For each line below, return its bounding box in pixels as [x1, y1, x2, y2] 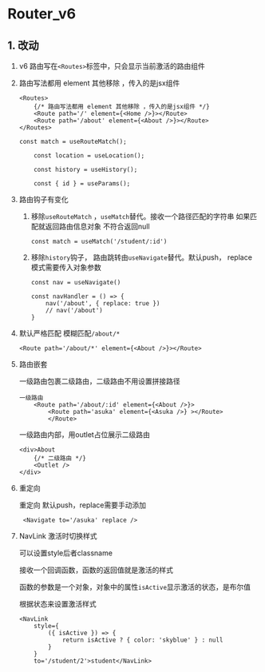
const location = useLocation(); [34, 152, 145, 160]
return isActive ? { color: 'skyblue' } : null [61, 636, 223, 644]
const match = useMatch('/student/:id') [30, 237, 168, 245]
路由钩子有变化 [18, 195, 69, 204]
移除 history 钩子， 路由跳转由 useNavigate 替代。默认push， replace [30, 252, 253, 262]
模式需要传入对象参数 [30, 263, 101, 272]
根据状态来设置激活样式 [18, 599, 97, 608]
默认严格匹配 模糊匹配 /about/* [18, 328, 121, 338]
